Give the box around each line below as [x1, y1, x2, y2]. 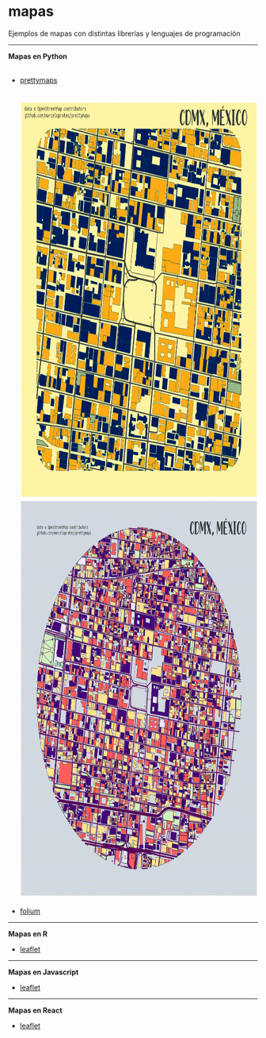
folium [19, 906, 41, 916]
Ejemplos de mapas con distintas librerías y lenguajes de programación [8, 29, 241, 38]
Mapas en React [8, 1005, 63, 1015]
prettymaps [19, 75, 58, 85]
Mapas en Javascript [8, 967, 79, 977]
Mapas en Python [8, 51, 67, 61]
